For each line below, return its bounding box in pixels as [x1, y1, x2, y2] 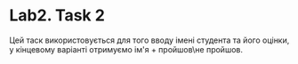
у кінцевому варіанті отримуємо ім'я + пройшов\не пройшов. [9, 44, 243, 54]
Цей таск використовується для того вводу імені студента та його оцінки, [9, 35, 290, 45]
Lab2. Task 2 [9, 5, 105, 26]
